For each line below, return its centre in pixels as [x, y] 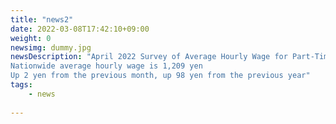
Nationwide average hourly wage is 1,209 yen [106, 66]
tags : [21, 85]
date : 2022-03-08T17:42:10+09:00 [80, 29]
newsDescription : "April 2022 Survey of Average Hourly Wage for [149, 57]
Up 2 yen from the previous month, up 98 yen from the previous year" [160, 76]
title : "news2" [42, 19]
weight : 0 [31, 38]
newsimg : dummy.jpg [51, 47]
